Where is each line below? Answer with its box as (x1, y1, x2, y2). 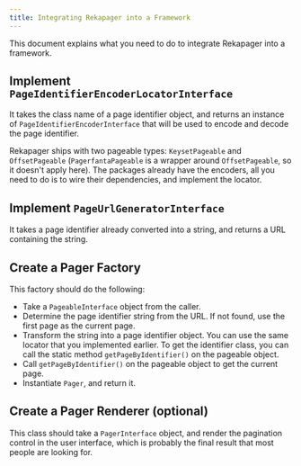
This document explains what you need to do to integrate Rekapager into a (9, 38, 286, 49)
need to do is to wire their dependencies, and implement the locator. (9, 175, 262, 185)
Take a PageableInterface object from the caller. (22, 301, 201, 312)
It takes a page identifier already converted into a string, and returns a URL (9, 224, 286, 235)
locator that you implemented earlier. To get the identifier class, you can (22, 339, 289, 351)
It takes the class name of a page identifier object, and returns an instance (9, 109, 285, 120)
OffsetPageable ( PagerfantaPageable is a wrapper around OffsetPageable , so (9, 155, 292, 166)
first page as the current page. (22, 320, 137, 331)
